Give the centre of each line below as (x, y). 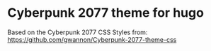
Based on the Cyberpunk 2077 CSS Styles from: (78, 32)
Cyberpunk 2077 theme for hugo (105, 13)
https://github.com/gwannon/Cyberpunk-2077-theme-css (92, 39)
